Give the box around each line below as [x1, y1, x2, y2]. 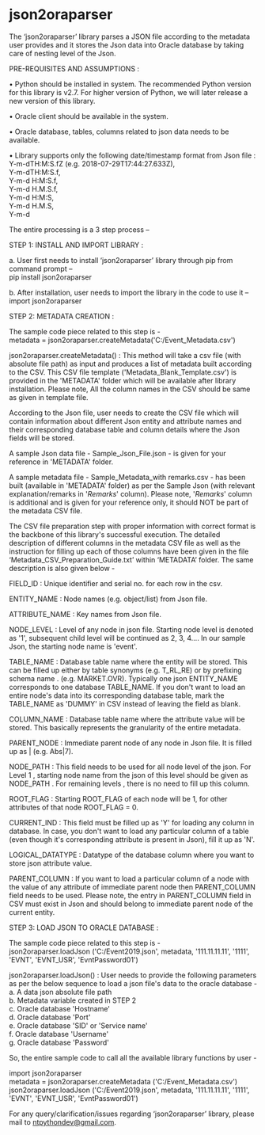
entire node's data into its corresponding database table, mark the [9, 691, 225, 700]
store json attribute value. [9, 858, 93, 868]
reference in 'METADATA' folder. [9, 457, 114, 467]
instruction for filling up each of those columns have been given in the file [9, 547, 249, 556]
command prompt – [9, 264, 73, 273]
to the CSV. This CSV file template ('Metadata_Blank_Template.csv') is [9, 367, 237, 377]
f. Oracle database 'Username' [9, 1029, 109, 1038]
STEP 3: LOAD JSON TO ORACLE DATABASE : [9, 923, 159, 932]
